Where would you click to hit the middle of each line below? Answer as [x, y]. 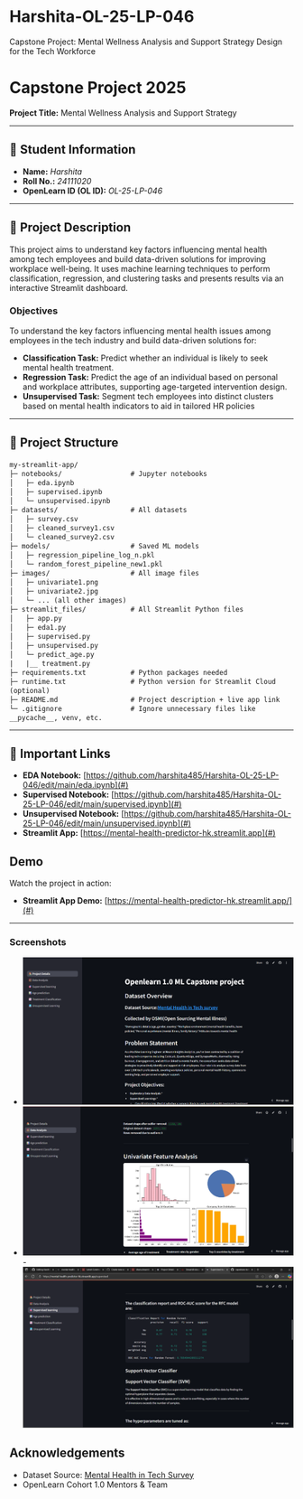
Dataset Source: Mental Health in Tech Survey [108, 1475]
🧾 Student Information [73, 150]
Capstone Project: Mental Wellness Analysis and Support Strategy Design [146, 42]
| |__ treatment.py [50, 663]
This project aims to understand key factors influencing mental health [138, 249]
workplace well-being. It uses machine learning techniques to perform [140, 268]
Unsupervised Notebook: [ [73, 814]
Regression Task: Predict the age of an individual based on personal [150, 377]
